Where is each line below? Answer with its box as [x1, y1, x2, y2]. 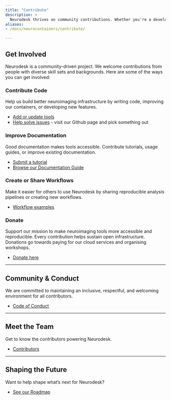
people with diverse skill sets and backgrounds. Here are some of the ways [5, 68, 163, 74]
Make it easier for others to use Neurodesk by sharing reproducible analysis [5, 188, 164, 194]
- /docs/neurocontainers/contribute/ [5, 27, 85, 32]
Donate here [12, 255, 39, 261]
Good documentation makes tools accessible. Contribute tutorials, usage [5, 143, 158, 149]
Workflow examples [12, 204, 54, 210]
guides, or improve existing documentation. [5, 149, 97, 155]
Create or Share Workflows [5, 177, 74, 184]
